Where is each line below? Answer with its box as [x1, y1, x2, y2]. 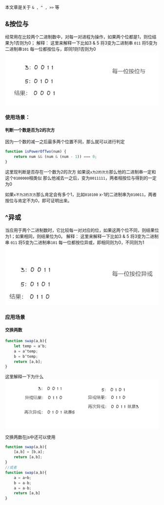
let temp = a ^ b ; [14, 344, 47, 349]
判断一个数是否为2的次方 [5, 127, 55, 133]
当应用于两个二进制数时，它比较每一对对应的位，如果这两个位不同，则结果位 [5, 227, 159, 233]
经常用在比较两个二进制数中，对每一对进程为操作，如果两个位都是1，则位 [5, 34, 152, 40]
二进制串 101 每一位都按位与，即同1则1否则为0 [5, 46, 96, 52]
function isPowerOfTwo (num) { [5, 149, 67, 154]
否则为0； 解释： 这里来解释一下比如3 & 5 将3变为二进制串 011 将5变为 [15, 40, 158, 45]
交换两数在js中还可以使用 [5, 434, 56, 440]
